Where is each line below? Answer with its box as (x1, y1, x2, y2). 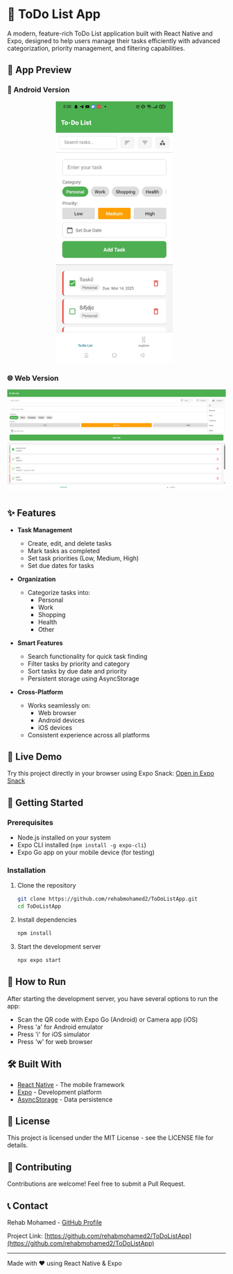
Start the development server (17, 942, 102, 951)
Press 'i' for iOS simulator (17, 1030, 90, 1038)
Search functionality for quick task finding (27, 652, 148, 660)
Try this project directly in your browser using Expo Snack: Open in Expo (7, 769, 215, 778)
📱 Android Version (7, 85, 70, 95)
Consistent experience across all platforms (27, 730, 150, 739)
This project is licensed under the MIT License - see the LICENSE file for (7, 1134, 214, 1142)
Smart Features (17, 639, 64, 647)
